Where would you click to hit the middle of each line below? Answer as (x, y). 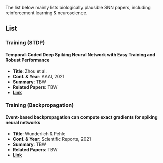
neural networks (23, 123)
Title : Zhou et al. (29, 71)
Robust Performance (27, 60)
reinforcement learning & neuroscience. (46, 13)
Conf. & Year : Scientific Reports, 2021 (52, 139)
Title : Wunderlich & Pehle (39, 134)
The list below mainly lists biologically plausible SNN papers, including (78, 7)
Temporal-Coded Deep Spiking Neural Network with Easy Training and (80, 54)
